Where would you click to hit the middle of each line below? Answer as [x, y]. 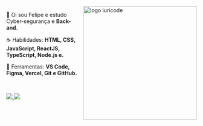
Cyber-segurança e [31, 21]
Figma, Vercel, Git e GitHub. [42, 73]
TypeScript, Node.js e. [35, 55]
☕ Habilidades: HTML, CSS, [41, 40]
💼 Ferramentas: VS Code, [38, 67]
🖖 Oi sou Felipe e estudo [37, 15]
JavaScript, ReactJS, [33, 48]
